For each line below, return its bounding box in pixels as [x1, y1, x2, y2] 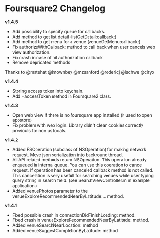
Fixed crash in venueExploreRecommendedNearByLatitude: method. [12, 217, 150, 223]
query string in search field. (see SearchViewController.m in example [12, 178, 150, 183]
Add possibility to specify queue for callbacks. [12, 28, 106, 34]
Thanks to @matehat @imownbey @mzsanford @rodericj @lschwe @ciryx [5, 69, 155, 75]
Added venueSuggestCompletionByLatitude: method [12, 227, 118, 233]
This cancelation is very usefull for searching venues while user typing [12, 172, 154, 178]
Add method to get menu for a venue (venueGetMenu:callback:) [12, 39, 141, 44]
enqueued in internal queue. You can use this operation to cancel [12, 162, 143, 168]
